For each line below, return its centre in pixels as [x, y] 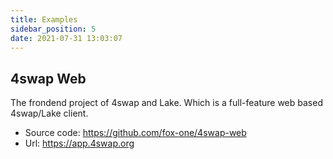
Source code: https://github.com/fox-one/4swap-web [135, 133]
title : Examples [44, 19]
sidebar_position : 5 [53, 29]
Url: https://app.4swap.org [79, 143]
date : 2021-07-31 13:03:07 [66, 38]
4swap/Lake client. [49, 113]
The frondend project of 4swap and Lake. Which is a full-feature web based [166, 103]
